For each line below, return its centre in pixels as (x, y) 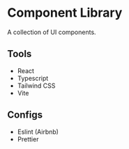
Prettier (28, 139)
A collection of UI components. (52, 32)
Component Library (65, 13)
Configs (25, 115)
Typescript (33, 78)
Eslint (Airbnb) (38, 132)
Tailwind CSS (36, 86)
